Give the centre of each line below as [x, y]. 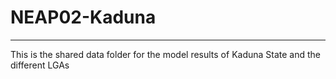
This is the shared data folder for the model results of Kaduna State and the [166, 54]
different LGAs [40, 65]
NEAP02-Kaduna [83, 17]
